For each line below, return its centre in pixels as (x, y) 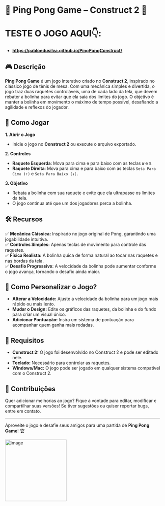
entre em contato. (23, 411)
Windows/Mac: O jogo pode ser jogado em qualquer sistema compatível (86, 368)
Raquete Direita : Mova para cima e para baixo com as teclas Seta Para (84, 168)
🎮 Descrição (25, 67)
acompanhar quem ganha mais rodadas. (53, 325)
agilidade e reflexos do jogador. (37, 107)
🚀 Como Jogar (27, 123)
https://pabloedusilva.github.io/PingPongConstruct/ (67, 51)
